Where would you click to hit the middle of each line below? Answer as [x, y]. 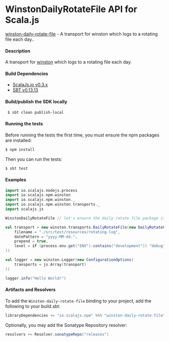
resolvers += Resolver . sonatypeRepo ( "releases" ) [57, 334]
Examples [16, 179]
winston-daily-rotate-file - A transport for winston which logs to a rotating [81, 34]
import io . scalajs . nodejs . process [41, 190]
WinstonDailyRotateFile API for [71, 9]
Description [18, 51]
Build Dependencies [27, 74]
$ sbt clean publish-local [36, 112]
